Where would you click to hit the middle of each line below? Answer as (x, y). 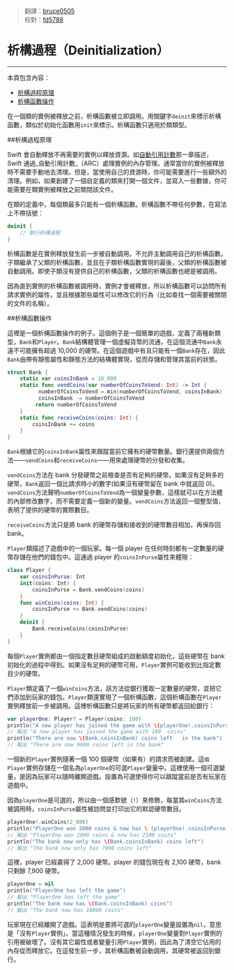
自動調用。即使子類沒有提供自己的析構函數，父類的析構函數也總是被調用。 (114, 271)
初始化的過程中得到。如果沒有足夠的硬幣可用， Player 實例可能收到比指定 (111, 664)
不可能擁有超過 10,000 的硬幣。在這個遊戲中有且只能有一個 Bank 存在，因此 (119, 350)
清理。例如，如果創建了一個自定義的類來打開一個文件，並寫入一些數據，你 (114, 180)
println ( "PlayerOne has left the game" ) (67, 891)
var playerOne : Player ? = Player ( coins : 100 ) (74, 719)
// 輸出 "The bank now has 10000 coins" (65, 910)
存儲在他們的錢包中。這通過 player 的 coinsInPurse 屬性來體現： (103, 557)
